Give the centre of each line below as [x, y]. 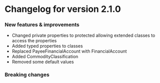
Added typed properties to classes [47, 46]
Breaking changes [27, 75]
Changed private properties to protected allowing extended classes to [83, 35]
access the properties [34, 41]
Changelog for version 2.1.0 [63, 9]
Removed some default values [43, 62]
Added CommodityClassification [45, 57]
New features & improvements [42, 25]
